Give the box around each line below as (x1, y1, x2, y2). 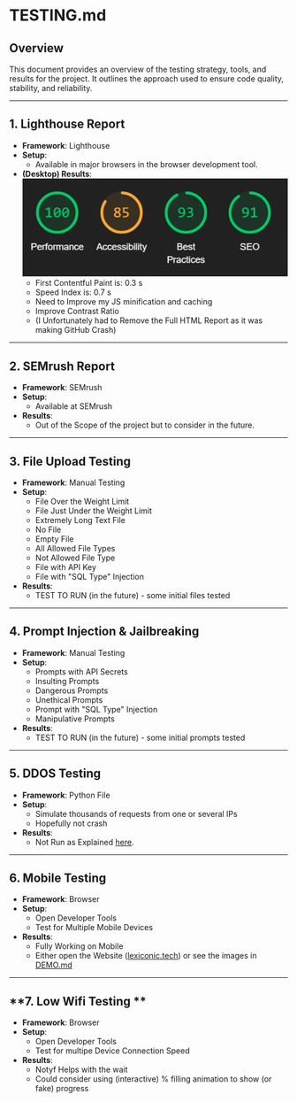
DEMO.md (34, 959, 72, 970)
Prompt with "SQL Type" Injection (34, 704, 158, 714)
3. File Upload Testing (9, 453, 131, 469)
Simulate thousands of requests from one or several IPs (34, 808, 238, 819)
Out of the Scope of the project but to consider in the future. (34, 420, 255, 430)
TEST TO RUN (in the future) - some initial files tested (34, 590, 231, 601)
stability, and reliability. (9, 83, 93, 93)
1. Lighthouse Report (9, 117, 126, 132)
